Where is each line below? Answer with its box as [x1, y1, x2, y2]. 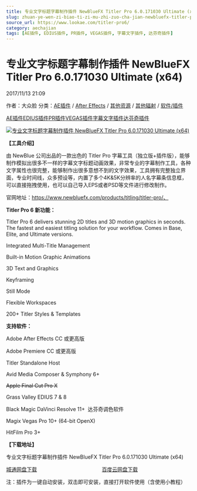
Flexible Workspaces [6, 299, 57, 306]
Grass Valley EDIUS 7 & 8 [6, 393, 67, 400]
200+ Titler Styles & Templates [6, 310, 81, 318]
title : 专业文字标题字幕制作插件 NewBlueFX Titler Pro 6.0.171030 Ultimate [6, 8, 185, 15]
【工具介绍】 [6, 139, 37, 147]
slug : [6, 14, 19, 20]
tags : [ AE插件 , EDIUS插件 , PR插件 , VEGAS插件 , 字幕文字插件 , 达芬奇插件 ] [6, 31, 174, 36]
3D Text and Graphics [6, 265, 59, 272]
